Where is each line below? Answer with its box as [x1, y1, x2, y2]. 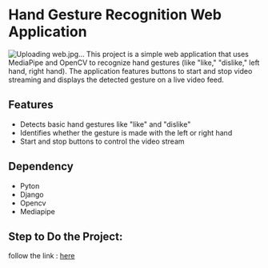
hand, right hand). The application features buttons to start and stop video [8, 66, 253, 75]
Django [19, 189, 44, 199]
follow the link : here [8, 251, 75, 261]
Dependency [8, 160, 74, 173]
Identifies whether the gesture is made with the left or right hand [19, 128, 233, 137]
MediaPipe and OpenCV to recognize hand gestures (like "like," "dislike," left [8, 58, 260, 67]
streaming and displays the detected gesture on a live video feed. [8, 75, 224, 84]
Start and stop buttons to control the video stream [19, 136, 186, 146]
